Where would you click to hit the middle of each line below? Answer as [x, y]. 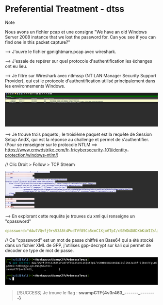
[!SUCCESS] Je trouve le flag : [47, 292]
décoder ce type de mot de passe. [40, 251]
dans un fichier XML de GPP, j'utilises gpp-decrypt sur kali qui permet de [78, 245]
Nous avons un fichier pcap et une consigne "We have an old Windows [76, 32]
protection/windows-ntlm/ [31, 155]
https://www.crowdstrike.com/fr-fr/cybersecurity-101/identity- [67, 150]
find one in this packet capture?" [38, 42]
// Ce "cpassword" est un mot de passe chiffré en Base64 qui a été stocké [79, 240]
